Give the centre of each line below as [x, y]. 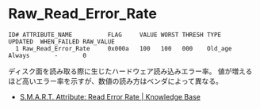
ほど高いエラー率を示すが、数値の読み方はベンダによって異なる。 [116, 81]
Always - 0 [48, 55]
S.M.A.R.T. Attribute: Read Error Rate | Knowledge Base [110, 96]
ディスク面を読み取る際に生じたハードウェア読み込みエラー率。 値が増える [130, 71]
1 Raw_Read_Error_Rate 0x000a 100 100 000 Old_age [124, 48]
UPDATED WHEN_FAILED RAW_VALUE [61, 41]
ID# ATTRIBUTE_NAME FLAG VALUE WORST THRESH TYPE [115, 35]
